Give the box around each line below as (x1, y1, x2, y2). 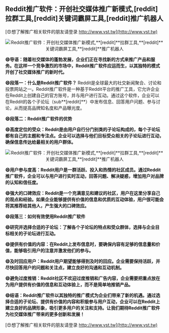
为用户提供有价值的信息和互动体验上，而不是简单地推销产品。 (5, 282, 133, 288)
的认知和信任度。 (5, 179, 41, 185)
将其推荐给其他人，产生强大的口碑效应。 (5, 202, 89, 208)
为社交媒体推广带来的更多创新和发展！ (5, 311, 84, 317)
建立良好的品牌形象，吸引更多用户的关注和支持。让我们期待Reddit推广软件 (5, 305, 160, 311)
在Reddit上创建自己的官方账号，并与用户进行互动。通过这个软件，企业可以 (5, 92, 160, 98)
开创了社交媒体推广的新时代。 (5, 69, 67, 75)
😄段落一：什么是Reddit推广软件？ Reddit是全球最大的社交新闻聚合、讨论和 (5, 80, 162, 86)
